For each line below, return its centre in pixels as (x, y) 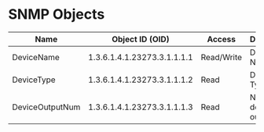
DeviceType (34, 80)
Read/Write (221, 57)
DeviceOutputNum (46, 107)
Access (221, 39)
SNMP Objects (57, 14)
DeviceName (36, 57)
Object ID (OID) (141, 39)
